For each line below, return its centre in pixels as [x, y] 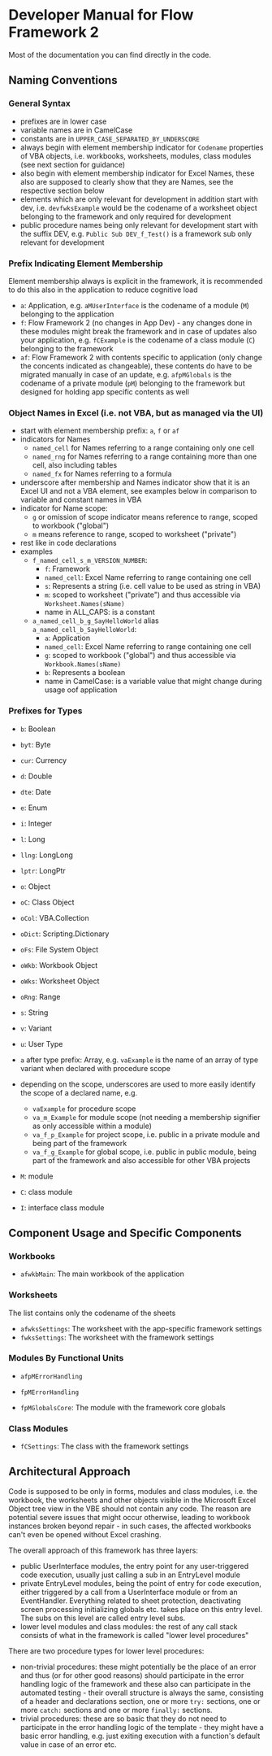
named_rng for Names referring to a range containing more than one [145, 456]
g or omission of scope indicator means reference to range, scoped [145, 517]
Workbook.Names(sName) [83, 664]
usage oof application [81, 690]
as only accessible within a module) [92, 1126]
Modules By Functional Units [66, 1358]
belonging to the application [67, 314]
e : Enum [34, 808]
